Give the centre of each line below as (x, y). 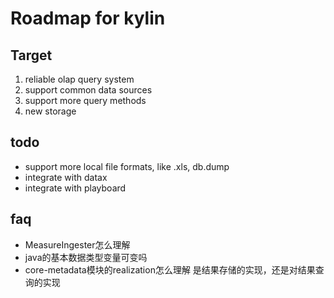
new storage (50, 111)
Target (31, 55)
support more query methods (85, 100)
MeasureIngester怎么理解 (77, 244)
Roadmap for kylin (88, 18)
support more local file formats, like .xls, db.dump (127, 166)
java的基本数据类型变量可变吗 (86, 257)
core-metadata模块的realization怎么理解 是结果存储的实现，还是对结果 (170, 269)
